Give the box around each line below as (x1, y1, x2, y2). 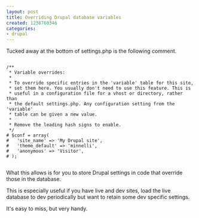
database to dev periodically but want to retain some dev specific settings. (6, 193, 190, 201)
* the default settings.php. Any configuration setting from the (8, 101, 175, 107)
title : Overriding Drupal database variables (6, 14, 121, 20)
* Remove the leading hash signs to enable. (8, 122, 121, 128)
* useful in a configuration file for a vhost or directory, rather (8, 90, 183, 96)
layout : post (6, 8, 39, 15)
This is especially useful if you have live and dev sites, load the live (6, 187, 171, 195)
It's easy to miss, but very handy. (6, 205, 88, 213)
